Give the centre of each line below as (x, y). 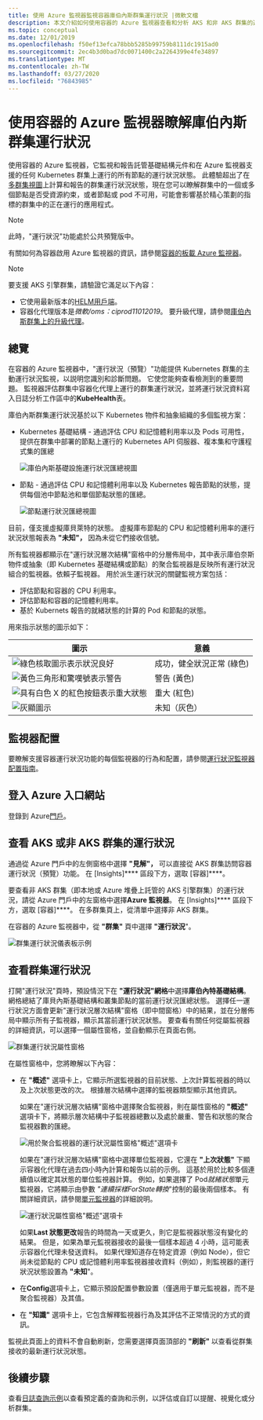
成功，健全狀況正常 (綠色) (202, 664)
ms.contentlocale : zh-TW (49, 67)
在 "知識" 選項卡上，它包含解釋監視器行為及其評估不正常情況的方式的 (131, 1314)
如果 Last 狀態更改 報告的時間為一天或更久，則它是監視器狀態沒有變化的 (134, 1232)
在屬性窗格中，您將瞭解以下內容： (63, 1063)
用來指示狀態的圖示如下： (49, 627)
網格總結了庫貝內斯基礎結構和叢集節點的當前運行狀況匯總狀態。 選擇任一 (126, 1000)
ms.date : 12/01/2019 (42, 37)
